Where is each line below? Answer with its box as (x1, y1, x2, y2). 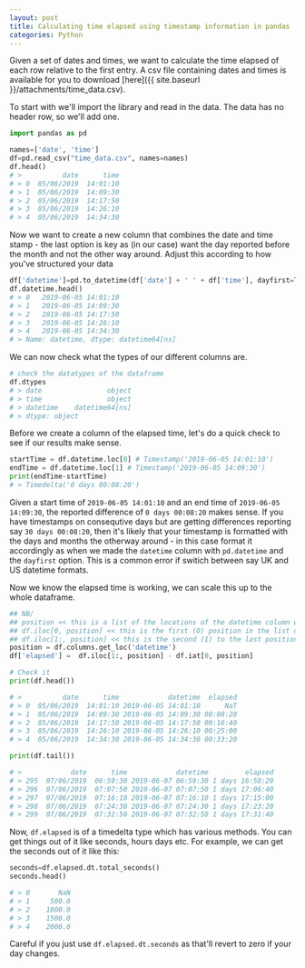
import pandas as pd (9, 129, 88, 138)
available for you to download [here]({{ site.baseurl (9, 75, 201, 85)
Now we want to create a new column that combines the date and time (9, 229, 274, 241)
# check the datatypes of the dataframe (9, 369, 165, 378)
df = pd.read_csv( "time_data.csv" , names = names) (9, 154, 189, 164)
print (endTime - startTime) (9, 472, 107, 482)
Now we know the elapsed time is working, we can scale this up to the (9, 582, 272, 593)
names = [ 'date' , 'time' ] (9, 145, 100, 155)
